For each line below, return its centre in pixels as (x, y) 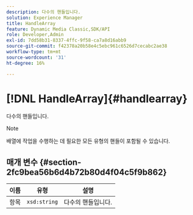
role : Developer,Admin (35, 35)
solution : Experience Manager (45, 18)
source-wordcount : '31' (37, 57)
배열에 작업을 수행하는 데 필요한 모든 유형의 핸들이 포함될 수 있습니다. (88, 141)
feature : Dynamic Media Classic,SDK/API (58, 29)
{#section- (60, 162)
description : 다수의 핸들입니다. (44, 12)
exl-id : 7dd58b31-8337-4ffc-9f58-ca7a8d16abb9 (66, 40)
